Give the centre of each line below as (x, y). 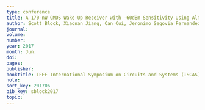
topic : (15, 97)
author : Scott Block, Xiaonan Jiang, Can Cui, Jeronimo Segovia (90, 23)
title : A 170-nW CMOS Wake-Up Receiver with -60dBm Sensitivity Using (98, 18)
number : (16, 40)
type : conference (28, 12)
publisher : (20, 69)
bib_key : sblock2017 (33, 92)
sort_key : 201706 (28, 86)
